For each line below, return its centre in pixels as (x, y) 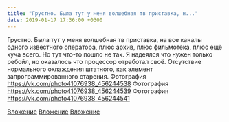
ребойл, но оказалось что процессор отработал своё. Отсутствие (104, 61)
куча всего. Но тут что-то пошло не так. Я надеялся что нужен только (110, 54)
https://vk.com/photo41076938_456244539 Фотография (88, 91)
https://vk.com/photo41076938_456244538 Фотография (88, 83)
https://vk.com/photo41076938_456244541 (69, 98)
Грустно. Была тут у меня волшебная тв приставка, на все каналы (105, 39)
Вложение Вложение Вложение (54, 112)
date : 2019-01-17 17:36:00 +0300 (55, 20)
